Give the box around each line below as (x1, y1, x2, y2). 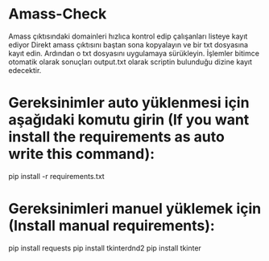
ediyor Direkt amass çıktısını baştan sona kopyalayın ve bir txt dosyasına (8, 39, 248, 49)
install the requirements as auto (8, 128, 226, 146)
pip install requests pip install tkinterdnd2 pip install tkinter (8, 243, 201, 253)
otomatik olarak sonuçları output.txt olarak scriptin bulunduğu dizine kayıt (8, 57, 252, 67)
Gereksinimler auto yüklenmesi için (8, 94, 250, 112)
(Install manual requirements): (8, 217, 215, 235)
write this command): (8, 145, 155, 163)
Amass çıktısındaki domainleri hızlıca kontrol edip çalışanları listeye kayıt (8, 31, 248, 41)
